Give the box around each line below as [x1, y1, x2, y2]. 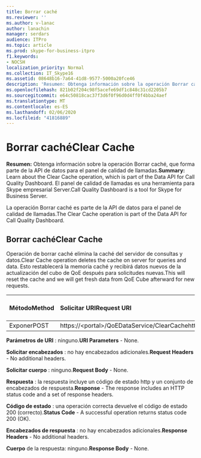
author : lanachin [6, 25, 50, 32]
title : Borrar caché [6, 8, 58, 15]
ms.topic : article [6, 43, 52, 49]
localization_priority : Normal [6, 64, 84, 71]
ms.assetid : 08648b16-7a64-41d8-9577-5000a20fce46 [6, 76, 135, 82]
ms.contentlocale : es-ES [6, 103, 68, 110]
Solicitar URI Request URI [60, 304, 132, 312]
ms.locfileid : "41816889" [6, 115, 71, 121]
